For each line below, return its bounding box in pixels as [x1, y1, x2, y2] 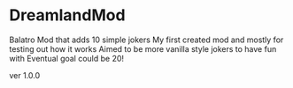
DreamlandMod [9, 5, 126, 26]
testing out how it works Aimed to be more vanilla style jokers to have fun [9, 43, 277, 54]
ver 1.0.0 [9, 70, 41, 80]
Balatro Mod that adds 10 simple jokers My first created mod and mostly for [9, 34, 284, 45]
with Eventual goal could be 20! [9, 53, 125, 63]
